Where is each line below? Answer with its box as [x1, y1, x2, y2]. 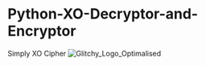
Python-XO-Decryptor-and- [7, 5, 199, 23]
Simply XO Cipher [7, 48, 67, 58]
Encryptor [7, 22, 76, 40]
